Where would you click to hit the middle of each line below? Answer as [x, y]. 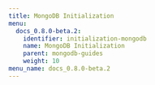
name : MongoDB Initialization [74, 46]
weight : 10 [41, 62]
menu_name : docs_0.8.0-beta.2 [60, 69]
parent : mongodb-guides [63, 53]
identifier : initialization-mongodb [85, 38]
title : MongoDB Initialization [61, 16]
